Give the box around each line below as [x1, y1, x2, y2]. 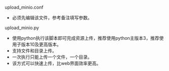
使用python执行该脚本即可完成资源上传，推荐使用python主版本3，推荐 [12, 35, 160, 41]
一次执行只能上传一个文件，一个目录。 [12, 54, 92, 60]
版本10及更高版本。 [21, 41, 62, 47]
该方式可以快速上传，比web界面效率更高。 [12, 60, 101, 66]
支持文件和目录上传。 [12, 48, 57, 53]
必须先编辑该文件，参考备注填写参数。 [12, 15, 92, 21]
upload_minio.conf [5, 5, 44, 10]
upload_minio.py [5, 25, 39, 31]
